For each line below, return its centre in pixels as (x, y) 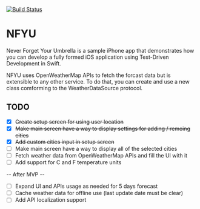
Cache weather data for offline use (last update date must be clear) (99, 193)
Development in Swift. (34, 63)
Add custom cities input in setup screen (65, 142)
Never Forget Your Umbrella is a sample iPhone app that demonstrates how (100, 50)
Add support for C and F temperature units (68, 162)
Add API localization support (51, 200)
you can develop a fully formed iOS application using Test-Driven (88, 57)
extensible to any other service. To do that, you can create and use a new (98, 81)
